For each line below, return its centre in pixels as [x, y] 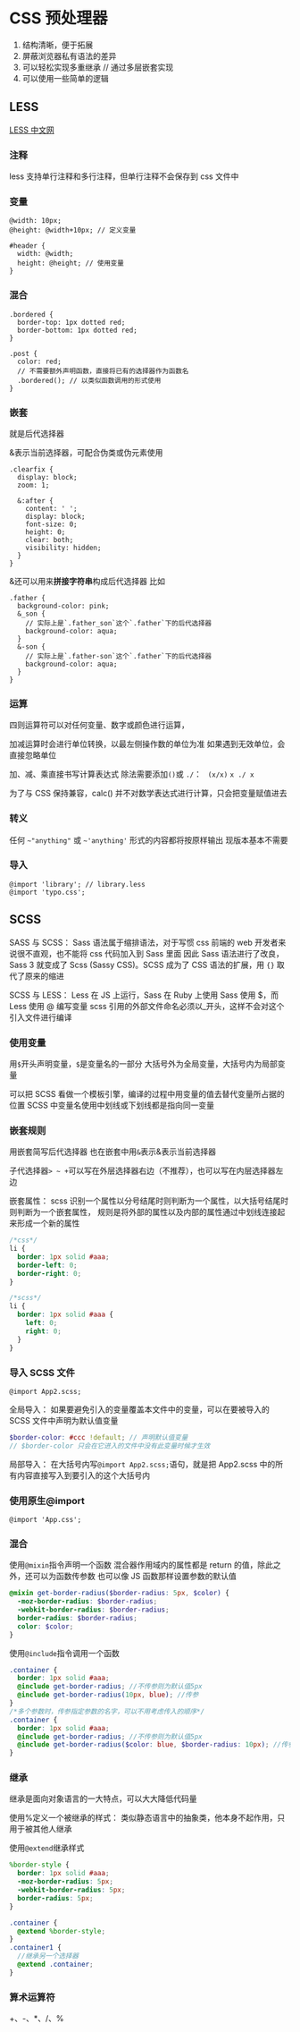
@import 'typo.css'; [48, 892]
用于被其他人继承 [41, 1829]
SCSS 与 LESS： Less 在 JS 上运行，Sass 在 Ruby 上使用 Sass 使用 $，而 [144, 995]
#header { [28, 246]
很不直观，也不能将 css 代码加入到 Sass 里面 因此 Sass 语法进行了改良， [150, 953]
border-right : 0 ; [50, 1273]
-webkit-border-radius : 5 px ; [71, 1890]
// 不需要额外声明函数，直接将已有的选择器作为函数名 [103, 371]
